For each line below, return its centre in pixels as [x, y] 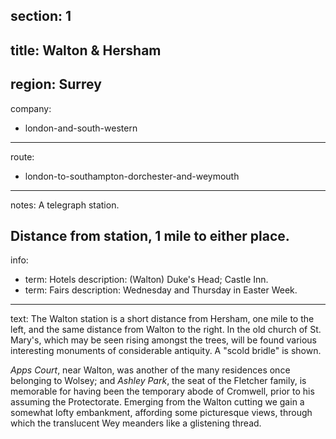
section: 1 [41, 16]
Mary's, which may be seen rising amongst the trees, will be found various [163, 340]
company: [31, 108]
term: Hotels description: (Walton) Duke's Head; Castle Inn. [146, 280]
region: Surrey [56, 84]
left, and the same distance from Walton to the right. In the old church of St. [166, 330]
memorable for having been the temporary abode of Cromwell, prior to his [162, 391]
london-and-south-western [81, 128]
